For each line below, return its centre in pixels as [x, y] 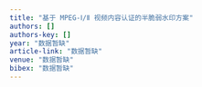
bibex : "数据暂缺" [42, 69]
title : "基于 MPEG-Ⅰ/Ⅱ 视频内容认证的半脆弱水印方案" [101, 18]
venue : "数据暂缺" [42, 60]
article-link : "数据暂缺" [56, 52]
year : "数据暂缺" [40, 43]
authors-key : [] [40, 34]
